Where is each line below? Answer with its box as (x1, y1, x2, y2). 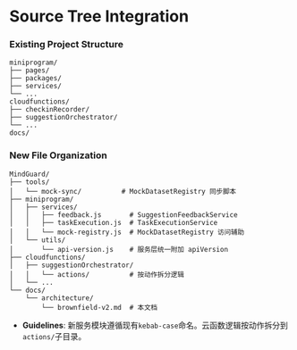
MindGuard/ (9, 170, 50, 179)
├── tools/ (9, 177, 50, 187)
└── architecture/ (25, 293, 94, 303)
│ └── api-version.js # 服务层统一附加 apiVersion (9, 245, 229, 254)
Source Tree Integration (9, 6, 190, 27)
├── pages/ (9, 66, 50, 75)
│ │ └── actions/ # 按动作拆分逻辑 (9, 270, 185, 279)
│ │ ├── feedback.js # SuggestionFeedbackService (9, 210, 239, 220)
